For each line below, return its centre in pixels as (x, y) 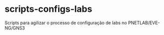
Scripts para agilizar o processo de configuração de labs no (66, 23)
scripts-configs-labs (48, 9)
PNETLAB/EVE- (144, 23)
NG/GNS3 (15, 28)
